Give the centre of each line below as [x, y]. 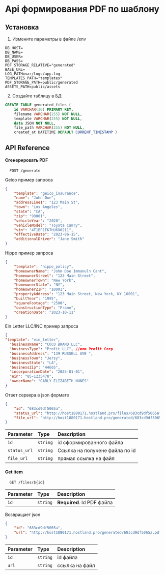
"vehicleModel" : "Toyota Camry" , [48, 225]
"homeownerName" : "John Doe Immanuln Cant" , [60, 271]
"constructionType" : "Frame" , [45, 308]
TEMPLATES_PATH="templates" [34, 78]
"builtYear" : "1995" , [36, 299]
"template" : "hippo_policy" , [44, 267]
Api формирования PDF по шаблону [82, 9]
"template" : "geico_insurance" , [47, 193]
